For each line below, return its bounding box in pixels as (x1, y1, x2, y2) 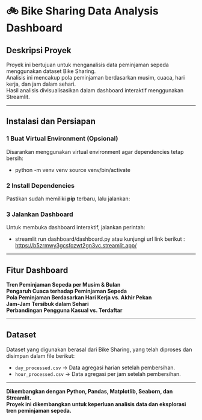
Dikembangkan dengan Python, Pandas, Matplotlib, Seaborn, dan (6, 387, 173, 395)
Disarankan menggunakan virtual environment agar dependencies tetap (6, 148, 184, 155)
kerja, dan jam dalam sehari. (6, 80, 76, 87)
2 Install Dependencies (6, 181, 75, 189)
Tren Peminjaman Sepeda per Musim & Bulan (6, 281, 121, 288)
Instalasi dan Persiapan (6, 116, 96, 127)
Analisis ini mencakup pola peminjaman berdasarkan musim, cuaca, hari (6, 74, 185, 81)
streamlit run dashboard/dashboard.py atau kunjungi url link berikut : (14, 235, 185, 243)
